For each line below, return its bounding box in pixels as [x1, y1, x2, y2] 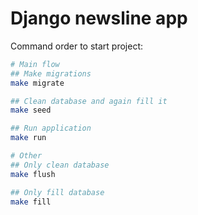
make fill [10, 197, 52, 207]
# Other [10, 151, 43, 161]
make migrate [10, 78, 65, 88]
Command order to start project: [10, 40, 144, 52]
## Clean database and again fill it [10, 96, 168, 106]
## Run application [10, 123, 92, 134]
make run [10, 133, 47, 143]
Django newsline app [10, 7, 188, 30]
